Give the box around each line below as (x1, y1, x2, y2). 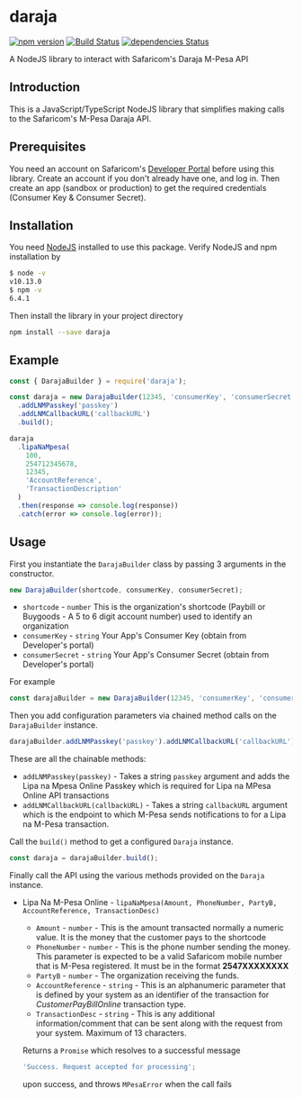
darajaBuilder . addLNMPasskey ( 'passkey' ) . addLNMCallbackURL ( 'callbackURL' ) (9, 737, 296, 747)
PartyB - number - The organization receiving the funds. (35, 970, 240, 981)
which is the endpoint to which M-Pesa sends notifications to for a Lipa (22, 809, 287, 821)
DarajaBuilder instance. (9, 720, 99, 730)
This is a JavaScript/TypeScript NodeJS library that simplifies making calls (9, 104, 285, 114)
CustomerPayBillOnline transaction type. (35, 999, 187, 1010)
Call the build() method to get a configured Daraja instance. (9, 836, 234, 848)
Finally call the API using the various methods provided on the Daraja (9, 870, 265, 880)
